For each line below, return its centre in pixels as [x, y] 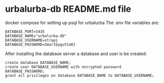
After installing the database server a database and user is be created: [76, 54]
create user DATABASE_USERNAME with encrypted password [63, 67]
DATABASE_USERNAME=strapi [31, 40]
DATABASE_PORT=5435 [25, 31]
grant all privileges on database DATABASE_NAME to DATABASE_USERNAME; [80, 75]
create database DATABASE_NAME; [38, 62]
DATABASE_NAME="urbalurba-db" [36, 36]
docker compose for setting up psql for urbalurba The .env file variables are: [82, 23]
